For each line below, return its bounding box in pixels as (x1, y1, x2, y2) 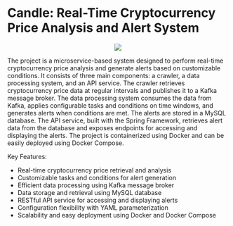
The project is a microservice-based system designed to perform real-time (7, 56, 224, 65)
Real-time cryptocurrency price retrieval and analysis (17, 165, 172, 174)
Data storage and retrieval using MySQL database (17, 188, 162, 196)
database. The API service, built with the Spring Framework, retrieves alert (7, 116, 223, 125)
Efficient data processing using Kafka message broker (17, 181, 175, 189)
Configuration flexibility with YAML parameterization (17, 203, 168, 212)
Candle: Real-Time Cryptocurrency (7, 5, 216, 21)
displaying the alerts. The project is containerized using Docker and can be (7, 131, 225, 139)
